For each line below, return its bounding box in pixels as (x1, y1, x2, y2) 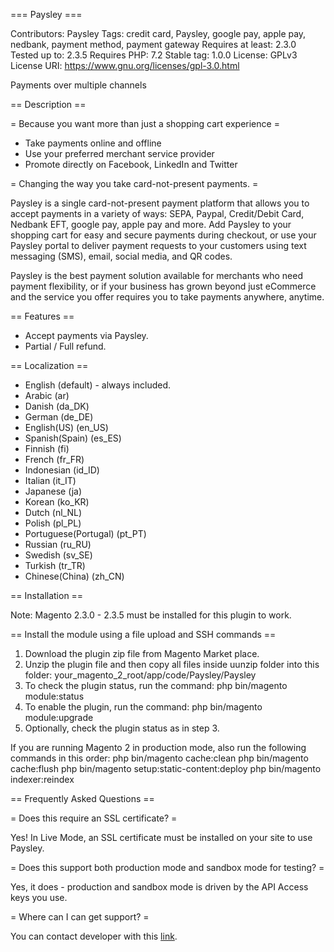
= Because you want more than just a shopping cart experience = (10, 118, 280, 129)
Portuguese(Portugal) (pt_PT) (24, 528, 147, 539)
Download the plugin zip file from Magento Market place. (24, 648, 260, 659)
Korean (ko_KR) (24, 496, 90, 508)
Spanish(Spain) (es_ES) (24, 432, 122, 444)
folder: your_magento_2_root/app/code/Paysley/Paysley (24, 669, 257, 681)
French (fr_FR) (24, 454, 85, 465)
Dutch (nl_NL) (24, 507, 83, 518)
